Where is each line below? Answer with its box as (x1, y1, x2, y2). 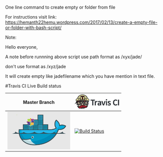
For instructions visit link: (5, 14, 57, 20)
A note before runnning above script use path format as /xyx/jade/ (5, 54, 142, 60)
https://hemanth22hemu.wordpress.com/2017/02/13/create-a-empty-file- (5, 20, 158, 25)
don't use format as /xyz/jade (5, 64, 66, 69)
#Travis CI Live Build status (5, 83, 62, 89)
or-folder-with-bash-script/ (5, 25, 62, 31)
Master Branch (23, 99, 55, 105)
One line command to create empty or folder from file (5, 5, 116, 10)
